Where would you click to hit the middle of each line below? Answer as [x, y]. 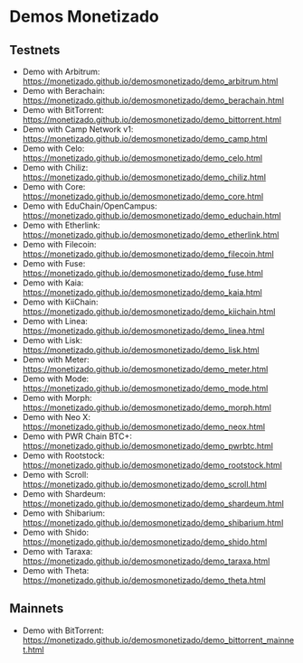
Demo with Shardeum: [64, 494]
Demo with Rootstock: [64, 455]
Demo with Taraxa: [57, 551]
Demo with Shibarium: [64, 513]
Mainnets [37, 608]
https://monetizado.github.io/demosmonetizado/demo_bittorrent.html [152, 120]
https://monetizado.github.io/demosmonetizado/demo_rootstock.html [152, 465]
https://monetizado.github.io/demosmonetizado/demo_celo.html [142, 158]
